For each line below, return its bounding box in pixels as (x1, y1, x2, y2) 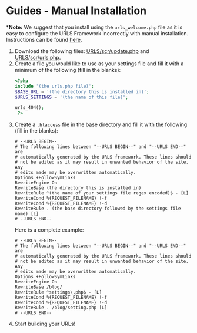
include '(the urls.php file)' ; (14, 83, 94, 89)
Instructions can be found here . (6, 36, 82, 43)
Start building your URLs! (14, 320, 75, 328)
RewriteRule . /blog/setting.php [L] (14, 305, 108, 311)
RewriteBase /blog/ (14, 284, 63, 290)
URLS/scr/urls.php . (14, 54, 61, 61)
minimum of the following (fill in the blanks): (14, 66, 121, 73)
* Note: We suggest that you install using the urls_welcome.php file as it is (6, 24, 183, 31)
